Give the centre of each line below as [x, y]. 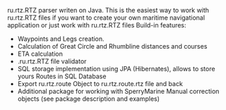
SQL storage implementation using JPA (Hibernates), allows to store [116, 69]
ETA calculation [40, 54]
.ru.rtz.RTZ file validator [52, 61]
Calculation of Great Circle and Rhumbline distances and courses [112, 46]
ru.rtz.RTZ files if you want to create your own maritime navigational [106, 18]
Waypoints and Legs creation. [61, 39]
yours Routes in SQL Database [62, 76]
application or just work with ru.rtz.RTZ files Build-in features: [97, 25]
